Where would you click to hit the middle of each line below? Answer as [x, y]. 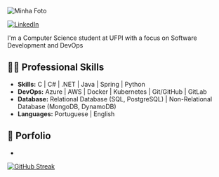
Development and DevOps [45, 45]
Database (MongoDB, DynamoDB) [67, 106]
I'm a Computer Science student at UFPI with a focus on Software [102, 38]
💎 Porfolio [29, 136]
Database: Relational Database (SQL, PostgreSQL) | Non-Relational [115, 99]
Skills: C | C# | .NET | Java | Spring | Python [81, 84]
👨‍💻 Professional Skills [56, 68]
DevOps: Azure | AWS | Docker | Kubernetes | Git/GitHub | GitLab [112, 92]
